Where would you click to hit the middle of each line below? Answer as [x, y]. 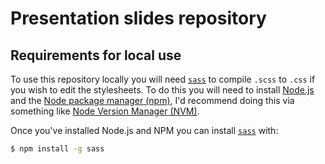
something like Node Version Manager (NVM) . [105, 111]
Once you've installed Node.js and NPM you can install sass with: [144, 130]
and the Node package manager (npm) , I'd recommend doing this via [152, 100]
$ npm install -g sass [57, 149]
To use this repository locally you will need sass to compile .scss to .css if [163, 79]
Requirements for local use [96, 55]
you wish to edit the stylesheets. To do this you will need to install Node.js [162, 90]
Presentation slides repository [138, 18]
